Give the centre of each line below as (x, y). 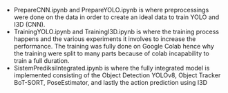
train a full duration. (41, 61)
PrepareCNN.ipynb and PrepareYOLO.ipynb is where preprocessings (111, 10)
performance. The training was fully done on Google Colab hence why (114, 46)
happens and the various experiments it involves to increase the (105, 39)
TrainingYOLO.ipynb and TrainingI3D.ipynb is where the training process (116, 31)
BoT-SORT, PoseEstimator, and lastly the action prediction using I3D (111, 82)
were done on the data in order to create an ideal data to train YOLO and (116, 17)
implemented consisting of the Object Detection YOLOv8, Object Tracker (117, 75)
